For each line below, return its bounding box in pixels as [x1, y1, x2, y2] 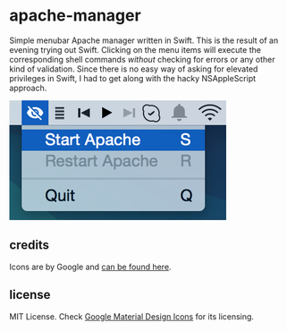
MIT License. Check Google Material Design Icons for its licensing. [9, 310, 255, 322]
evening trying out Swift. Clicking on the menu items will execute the [9, 44, 262, 55]
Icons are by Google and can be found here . [9, 261, 172, 272]
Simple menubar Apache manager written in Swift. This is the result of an [9, 35, 279, 46]
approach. [9, 82, 47, 93]
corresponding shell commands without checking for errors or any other [9, 54, 275, 64]
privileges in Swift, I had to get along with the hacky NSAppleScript [9, 72, 257, 83]
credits [9, 238, 50, 253]
